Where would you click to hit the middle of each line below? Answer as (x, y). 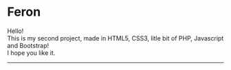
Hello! (15, 31)
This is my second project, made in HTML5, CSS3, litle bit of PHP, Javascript (115, 38)
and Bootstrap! (28, 45)
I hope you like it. (31, 53)
